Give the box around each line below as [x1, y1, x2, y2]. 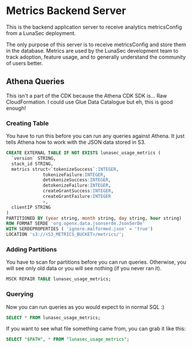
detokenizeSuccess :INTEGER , [43, 177, 111, 183]
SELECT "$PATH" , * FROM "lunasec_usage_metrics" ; [6, 336, 130, 343]
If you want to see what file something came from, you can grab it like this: [6, 325, 186, 332]
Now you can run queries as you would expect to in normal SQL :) [6, 303, 165, 311]
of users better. [6, 60, 43, 67]
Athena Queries [6, 77, 65, 87]
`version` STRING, [11, 155, 57, 161]
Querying [6, 290, 34, 298]
